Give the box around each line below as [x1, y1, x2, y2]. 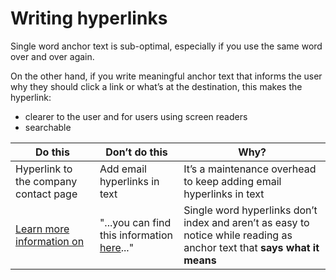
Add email [99, 162, 147, 176]
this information [99, 228, 174, 242]
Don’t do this [105, 145, 168, 159]
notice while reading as [183, 228, 293, 242]
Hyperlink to [15, 162, 73, 176]
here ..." [99, 240, 135, 254]
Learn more [15, 222, 70, 236]
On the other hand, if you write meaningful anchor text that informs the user [10, 70, 323, 82]
